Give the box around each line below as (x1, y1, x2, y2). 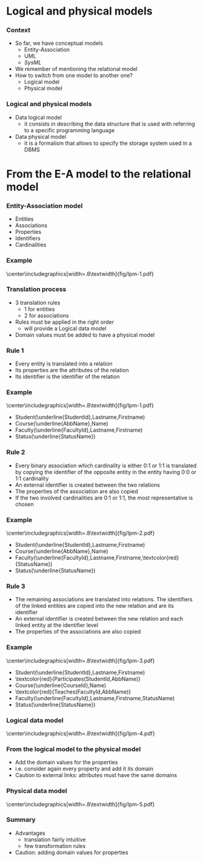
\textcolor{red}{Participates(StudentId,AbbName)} (15, 675, 141, 683)
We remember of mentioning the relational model (15, 65, 138, 73)
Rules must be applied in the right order (15, 318, 114, 326)
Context (6, 26, 31, 35)
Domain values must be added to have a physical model (15, 331, 155, 338)
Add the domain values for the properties (15, 759, 118, 766)
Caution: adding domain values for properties (15, 849, 128, 856)
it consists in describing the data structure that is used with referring (24, 120, 195, 127)
